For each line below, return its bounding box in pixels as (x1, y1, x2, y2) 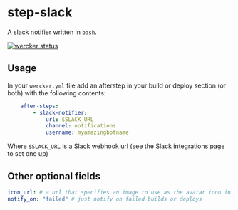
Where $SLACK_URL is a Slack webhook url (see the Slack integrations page (7, 142, 225, 150)
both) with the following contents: (7, 88, 106, 97)
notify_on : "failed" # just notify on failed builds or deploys (7, 195, 202, 203)
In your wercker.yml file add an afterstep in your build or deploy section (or (7, 81, 227, 90)
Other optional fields (7, 170, 101, 182)
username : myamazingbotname (45, 129, 130, 136)
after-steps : (20, 103, 59, 110)
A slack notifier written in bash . (7, 28, 98, 36)
